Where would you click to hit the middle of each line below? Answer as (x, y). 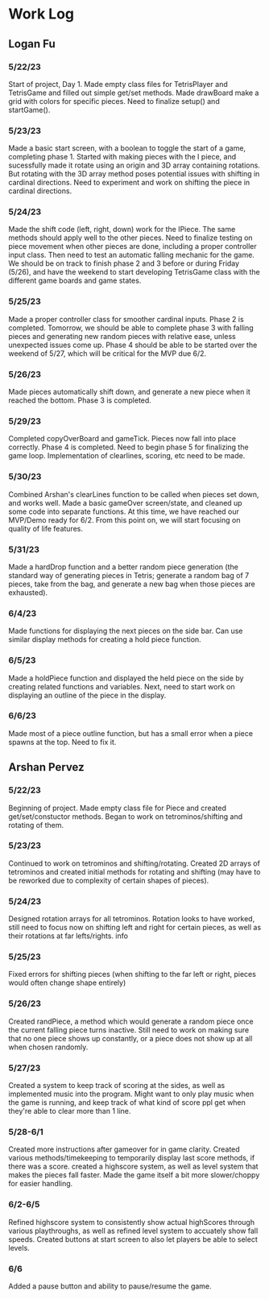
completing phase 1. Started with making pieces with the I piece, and (122, 157)
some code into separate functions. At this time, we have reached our (124, 511)
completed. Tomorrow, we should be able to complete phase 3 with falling (131, 328)
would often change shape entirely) (67, 983)
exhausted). (28, 592)
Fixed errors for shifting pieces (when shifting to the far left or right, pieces (132, 974)
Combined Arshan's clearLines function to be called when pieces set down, (134, 494)
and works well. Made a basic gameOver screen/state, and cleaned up (126, 503)
